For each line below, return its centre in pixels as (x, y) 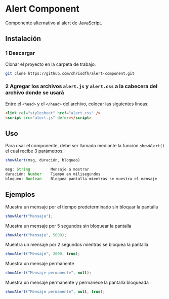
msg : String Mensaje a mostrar (47, 169)
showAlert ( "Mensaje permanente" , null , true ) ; (55, 292)
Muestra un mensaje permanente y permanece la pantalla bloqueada (77, 283)
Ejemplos (20, 195)
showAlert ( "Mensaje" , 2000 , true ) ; (43, 254)
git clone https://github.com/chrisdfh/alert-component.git (70, 73)
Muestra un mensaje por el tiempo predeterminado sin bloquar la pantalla (82, 207)
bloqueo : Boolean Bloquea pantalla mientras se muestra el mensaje (81, 179)
